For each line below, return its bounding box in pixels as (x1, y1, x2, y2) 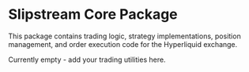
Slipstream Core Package (8, 5, 178, 23)
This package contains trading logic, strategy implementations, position (8, 31, 241, 41)
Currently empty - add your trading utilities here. (8, 55, 166, 64)
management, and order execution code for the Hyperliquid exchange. (8, 39, 238, 49)
